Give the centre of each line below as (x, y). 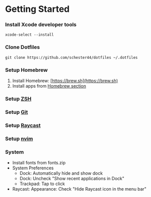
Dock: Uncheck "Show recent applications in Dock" (72, 179)
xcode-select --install (30, 35)
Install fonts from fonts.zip (39, 163)
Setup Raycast (23, 125)
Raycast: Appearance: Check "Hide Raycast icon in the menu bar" (79, 189)
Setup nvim (19, 139)
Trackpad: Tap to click (42, 184)
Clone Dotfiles (23, 47)
